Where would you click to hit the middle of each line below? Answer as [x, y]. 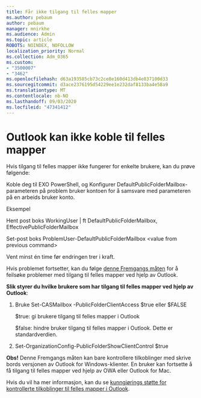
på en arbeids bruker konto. [41, 197]
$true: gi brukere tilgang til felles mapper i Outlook [77, 317]
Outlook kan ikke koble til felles [86, 137]
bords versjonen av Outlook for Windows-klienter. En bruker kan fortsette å [99, 364]
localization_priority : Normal [45, 51]
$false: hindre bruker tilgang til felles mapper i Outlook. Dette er [94, 328]
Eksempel [19, 209]
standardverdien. [36, 335]
